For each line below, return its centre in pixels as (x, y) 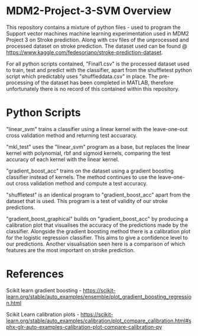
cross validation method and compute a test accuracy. (82, 183)
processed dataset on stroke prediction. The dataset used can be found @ (97, 46)
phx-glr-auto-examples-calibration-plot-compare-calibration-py (84, 327)
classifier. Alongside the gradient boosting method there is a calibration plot (98, 231)
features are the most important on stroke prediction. (71, 250)
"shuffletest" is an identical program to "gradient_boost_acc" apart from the (98, 195)
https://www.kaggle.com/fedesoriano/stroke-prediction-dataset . (85, 52)
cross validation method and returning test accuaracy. (72, 135)
